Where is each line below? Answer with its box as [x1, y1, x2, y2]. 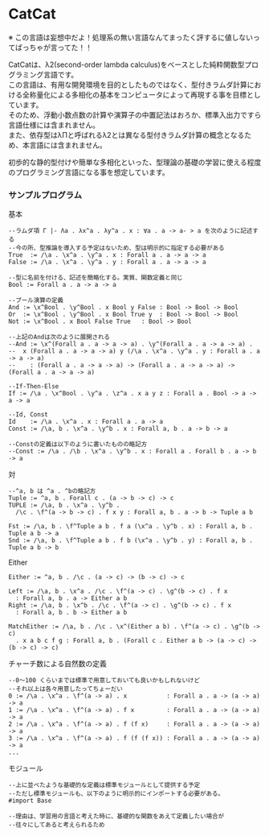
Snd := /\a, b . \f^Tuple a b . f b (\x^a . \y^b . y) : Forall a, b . [8, 536, 253, 544]
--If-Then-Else [8, 383, 59, 391]
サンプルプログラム [8, 189, 83, 201]
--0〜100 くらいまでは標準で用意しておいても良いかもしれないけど [8, 677, 201, 685]
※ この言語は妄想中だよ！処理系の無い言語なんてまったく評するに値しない [8, 32, 253, 42]
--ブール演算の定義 [8, 296, 64, 304]
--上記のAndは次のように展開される [8, 333, 111, 341]
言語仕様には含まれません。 [8, 120, 100, 130]
